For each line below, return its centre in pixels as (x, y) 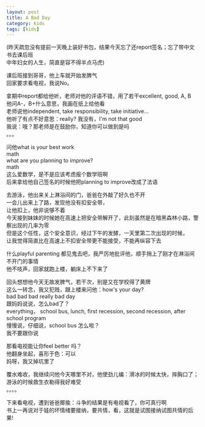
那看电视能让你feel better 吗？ (44, 346)
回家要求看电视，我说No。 (39, 83)
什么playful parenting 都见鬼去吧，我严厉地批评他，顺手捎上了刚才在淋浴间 (101, 254)
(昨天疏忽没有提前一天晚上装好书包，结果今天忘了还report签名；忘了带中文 (101, 47)
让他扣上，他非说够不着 (36, 210)
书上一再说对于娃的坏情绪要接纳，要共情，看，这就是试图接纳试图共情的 (97, 411)
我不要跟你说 (22, 333)
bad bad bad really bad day (41, 296)
